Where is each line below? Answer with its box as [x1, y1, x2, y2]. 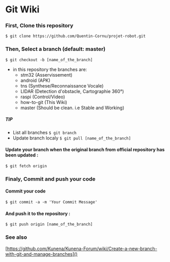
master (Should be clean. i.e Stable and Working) [20, 104, 125, 111]
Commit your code [5, 188, 46, 194]
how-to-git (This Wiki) [20, 99, 68, 105]
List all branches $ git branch [12, 129, 77, 135]
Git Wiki [5, 4, 40, 15]
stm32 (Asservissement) [20, 72, 73, 78]
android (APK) [20, 77, 50, 83]
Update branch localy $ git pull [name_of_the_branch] [12, 135, 131, 141]
